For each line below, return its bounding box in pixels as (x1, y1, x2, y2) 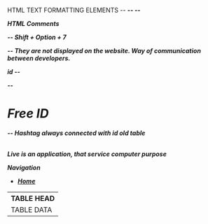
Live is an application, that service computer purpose (7, 150, 167, 158)
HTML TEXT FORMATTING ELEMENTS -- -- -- (7, 6, 141, 14)
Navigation (7, 163, 41, 171)
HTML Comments (7, 20, 60, 27)
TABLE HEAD (11, 193, 55, 203)
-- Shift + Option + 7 (7, 33, 67, 41)
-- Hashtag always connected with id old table (7, 129, 146, 137)
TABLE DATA (11, 204, 53, 214)
